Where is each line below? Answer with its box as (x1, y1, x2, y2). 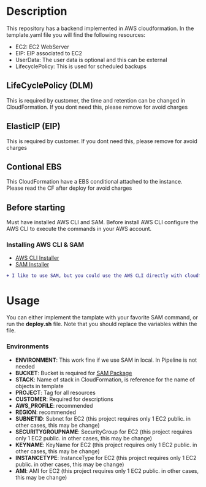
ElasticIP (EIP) (6, 121, 61, 131)
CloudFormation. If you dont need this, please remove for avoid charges (6, 103, 188, 111)
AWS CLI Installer (15, 254, 59, 262)
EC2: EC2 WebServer (15, 43, 69, 50)
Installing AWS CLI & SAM (6, 241, 85, 249)
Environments (6, 342, 49, 351)
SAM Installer (15, 261, 50, 268)
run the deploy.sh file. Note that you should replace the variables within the (6, 321, 197, 328)
